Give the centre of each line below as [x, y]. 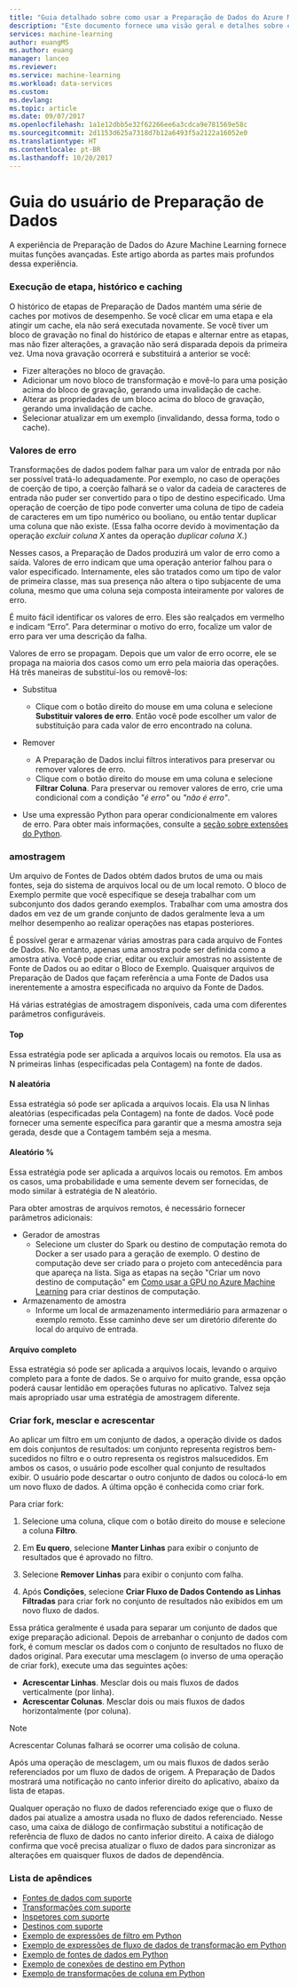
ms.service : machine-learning [65, 75]
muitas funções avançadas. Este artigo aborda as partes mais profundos [142, 255]
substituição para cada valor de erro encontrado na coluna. [144, 725]
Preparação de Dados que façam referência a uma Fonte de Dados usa [139, 978]
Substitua [39, 690]
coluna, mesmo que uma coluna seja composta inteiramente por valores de [147, 590]
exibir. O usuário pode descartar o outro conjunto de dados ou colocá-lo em [148, 1477]
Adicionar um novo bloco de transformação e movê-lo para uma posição [155, 380]
